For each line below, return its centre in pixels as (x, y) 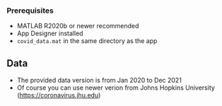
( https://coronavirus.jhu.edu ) (59, 95)
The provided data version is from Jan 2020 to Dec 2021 (99, 81)
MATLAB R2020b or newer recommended (78, 26)
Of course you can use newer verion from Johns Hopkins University (116, 88)
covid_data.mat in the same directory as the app (87, 41)
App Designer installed (50, 33)
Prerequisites (30, 11)
